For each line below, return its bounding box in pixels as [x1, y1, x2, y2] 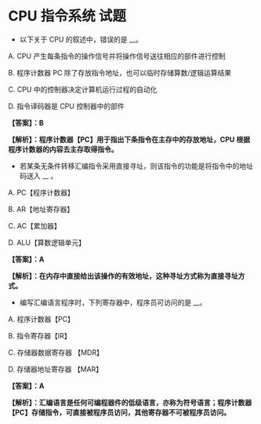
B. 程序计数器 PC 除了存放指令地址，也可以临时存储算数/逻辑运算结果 [8, 68, 232, 77]
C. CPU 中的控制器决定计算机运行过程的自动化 [8, 84, 158, 94]
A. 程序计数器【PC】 [8, 314, 74, 323]
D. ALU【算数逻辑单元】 [8, 237, 86, 247]
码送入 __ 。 [19, 170, 58, 181]
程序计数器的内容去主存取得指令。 [8, 144, 118, 154]
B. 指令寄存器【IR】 [8, 331, 71, 340]
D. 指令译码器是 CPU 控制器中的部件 [8, 101, 125, 111]
